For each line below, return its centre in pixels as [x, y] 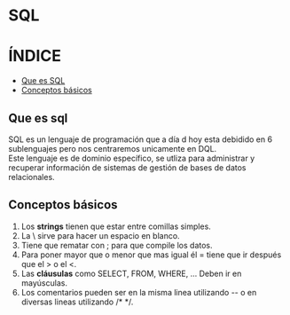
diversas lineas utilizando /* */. [77, 302]
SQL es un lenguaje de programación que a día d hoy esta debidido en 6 [140, 139]
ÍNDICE [35, 56]
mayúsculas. [44, 283]
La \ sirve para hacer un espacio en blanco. [100, 235]
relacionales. [31, 177]
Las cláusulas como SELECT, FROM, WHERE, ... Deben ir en [131, 273]
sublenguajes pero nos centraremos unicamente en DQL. [113, 148]
